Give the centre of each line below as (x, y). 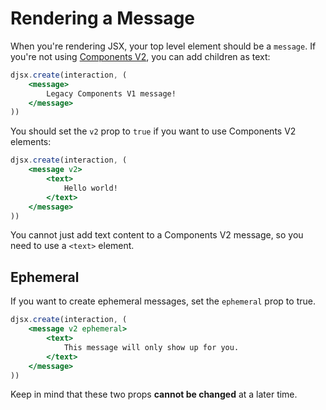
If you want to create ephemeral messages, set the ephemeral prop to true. (163, 301)
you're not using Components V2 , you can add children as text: (140, 56)
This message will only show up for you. (151, 347)
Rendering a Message (102, 18)
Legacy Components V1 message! (111, 93)
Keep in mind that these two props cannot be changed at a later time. (154, 394)
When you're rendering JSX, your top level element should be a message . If (163, 46)
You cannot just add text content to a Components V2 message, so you (157, 235)
